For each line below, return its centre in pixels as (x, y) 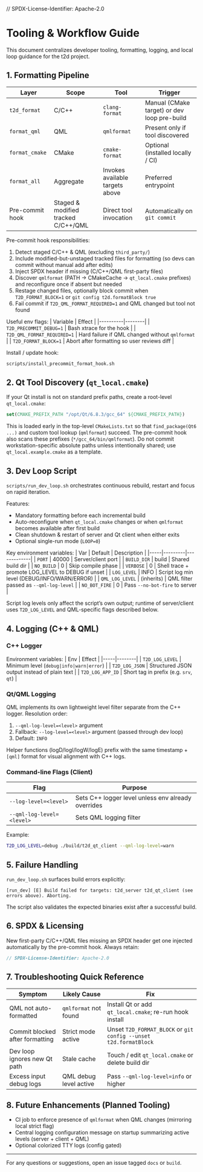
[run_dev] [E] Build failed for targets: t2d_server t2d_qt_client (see (100, 891)
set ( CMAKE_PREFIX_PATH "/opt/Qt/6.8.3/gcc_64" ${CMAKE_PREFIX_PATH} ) (96, 415)
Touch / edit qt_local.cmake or (150, 1055)
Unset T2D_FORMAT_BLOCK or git (150, 1029)
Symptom (33, 994)
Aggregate (69, 181)
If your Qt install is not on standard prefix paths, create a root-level (89, 397)
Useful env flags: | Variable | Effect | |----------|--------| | (78, 321)
